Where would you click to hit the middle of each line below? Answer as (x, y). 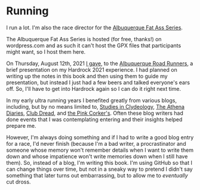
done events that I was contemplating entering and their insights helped (94, 119)
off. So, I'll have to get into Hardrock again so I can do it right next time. (93, 88)
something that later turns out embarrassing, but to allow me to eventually (97, 175)
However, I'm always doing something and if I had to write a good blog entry (100, 137)
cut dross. (19, 182)
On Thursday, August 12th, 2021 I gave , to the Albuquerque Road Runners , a (100, 63)
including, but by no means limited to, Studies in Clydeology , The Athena (96, 106)
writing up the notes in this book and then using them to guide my (87, 76)
